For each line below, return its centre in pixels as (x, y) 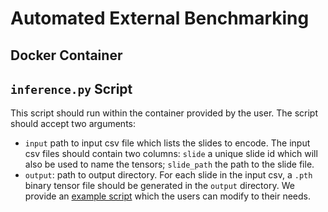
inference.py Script (71, 88)
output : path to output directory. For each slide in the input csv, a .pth (168, 175)
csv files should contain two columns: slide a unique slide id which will (171, 154)
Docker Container (66, 55)
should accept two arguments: (73, 124)
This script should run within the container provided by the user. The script (164, 113)
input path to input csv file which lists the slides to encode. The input (167, 143)
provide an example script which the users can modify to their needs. (168, 196)
